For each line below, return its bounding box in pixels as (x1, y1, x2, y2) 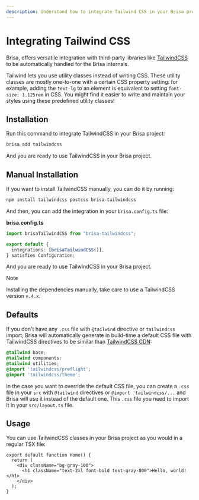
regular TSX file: (6, 441, 46, 448)
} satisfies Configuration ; (6, 252, 76, 259)
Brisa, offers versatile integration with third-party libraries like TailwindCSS (6, 54, 188, 61)
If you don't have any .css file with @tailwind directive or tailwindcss (6, 325, 176, 333)
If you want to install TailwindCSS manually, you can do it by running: (6, 185, 175, 193)
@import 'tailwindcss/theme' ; (6, 372, 81, 378)
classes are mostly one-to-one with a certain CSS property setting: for (6, 78, 178, 85)
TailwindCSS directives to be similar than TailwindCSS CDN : (6, 338, 152, 345)
